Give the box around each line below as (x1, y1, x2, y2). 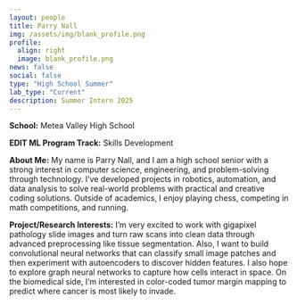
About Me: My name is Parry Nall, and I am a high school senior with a (9, 155, 269, 166)
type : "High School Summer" (9, 79, 114, 88)
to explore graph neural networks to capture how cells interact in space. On (9, 267, 287, 277)
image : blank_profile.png (17, 54, 114, 63)
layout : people (9, 12, 66, 22)
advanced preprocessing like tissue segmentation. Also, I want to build (9, 238, 269, 250)
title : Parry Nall (9, 21, 78, 30)
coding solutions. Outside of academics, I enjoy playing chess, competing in (9, 193, 289, 203)
